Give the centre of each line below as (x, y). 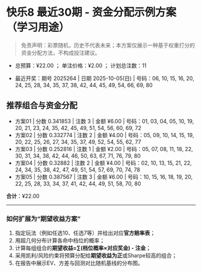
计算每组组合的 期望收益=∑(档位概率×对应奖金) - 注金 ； (83, 248)
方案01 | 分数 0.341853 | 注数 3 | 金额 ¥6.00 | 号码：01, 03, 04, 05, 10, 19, (104, 121)
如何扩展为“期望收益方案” (44, 218)
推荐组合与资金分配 (42, 106)
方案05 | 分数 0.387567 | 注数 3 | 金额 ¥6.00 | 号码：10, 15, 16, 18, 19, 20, (104, 177)
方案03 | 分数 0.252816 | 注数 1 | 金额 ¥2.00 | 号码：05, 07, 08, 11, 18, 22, (104, 149)
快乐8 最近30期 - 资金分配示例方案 (91, 12)
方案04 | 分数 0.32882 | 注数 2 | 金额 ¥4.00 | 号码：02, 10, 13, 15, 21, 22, (103, 162)
